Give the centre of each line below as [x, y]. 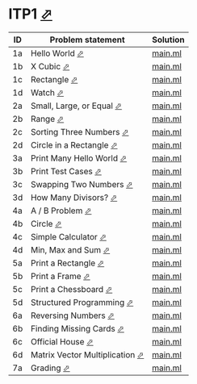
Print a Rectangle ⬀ [68, 263]
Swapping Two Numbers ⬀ [82, 184]
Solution [168, 40]
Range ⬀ [48, 119]
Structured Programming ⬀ [82, 302]
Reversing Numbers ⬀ [73, 315]
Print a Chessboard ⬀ [72, 289]
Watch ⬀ [48, 92]
